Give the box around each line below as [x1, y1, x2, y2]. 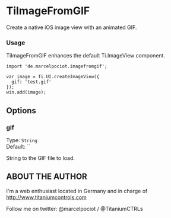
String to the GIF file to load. [6, 154, 75, 161]
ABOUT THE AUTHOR [6, 172, 87, 182]
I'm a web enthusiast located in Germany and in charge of [6, 187, 148, 194]
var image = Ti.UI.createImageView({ [6, 74, 100, 80]
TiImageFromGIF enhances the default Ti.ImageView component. [6, 52, 165, 59]
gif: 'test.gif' [11, 79, 52, 85]
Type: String [6, 136, 37, 143]
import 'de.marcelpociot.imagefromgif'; [6, 63, 108, 69]
